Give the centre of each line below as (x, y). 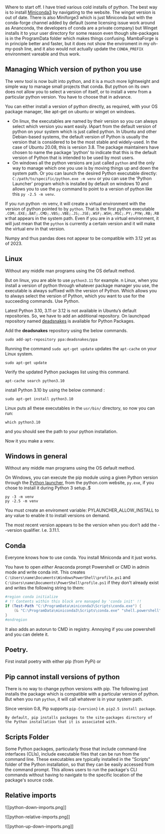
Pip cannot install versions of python (63, 677)
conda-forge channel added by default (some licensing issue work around (80, 23)
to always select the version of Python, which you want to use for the (75, 296)
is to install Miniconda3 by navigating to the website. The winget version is (80, 12)
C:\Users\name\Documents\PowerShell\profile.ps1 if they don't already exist (82, 583)
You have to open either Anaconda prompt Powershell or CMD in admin (77, 567)
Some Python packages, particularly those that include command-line (76, 749)
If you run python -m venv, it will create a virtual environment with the (75, 204)
